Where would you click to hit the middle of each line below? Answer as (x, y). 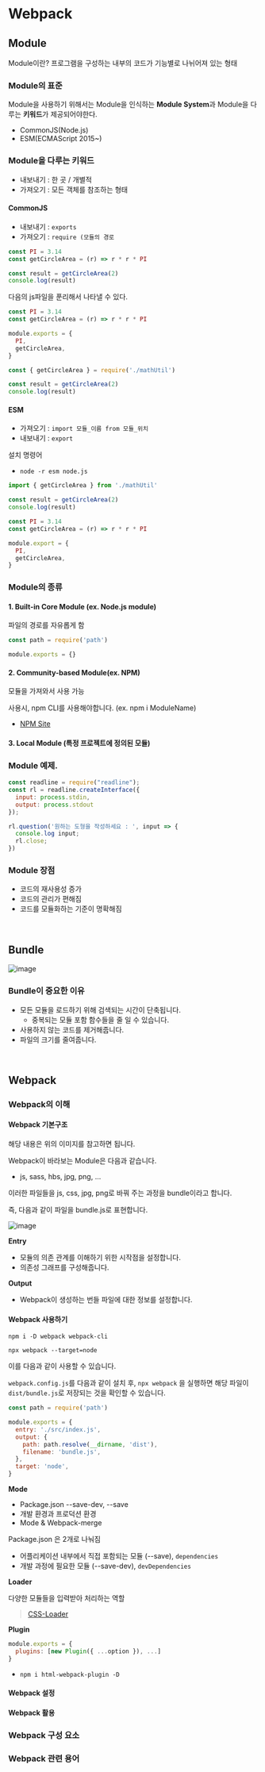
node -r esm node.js (54, 472)
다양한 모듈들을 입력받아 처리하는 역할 (67, 1598)
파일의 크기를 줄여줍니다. (58, 1040)
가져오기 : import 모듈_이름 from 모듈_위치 (84, 429)
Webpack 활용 (32, 1712)
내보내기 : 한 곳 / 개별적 (56, 179)
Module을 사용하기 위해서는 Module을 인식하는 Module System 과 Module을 (129, 105)
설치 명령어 (25, 455)
